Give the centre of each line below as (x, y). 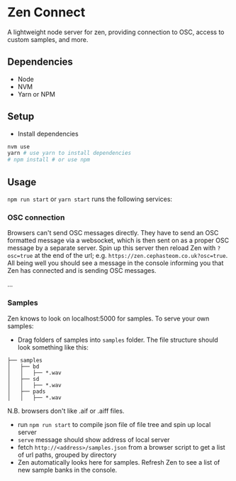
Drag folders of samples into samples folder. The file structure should (118, 340)
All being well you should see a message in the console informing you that (116, 263)
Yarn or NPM (36, 94)
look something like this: (53, 347)
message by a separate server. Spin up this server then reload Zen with (112, 248)
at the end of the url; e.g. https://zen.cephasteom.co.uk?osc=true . (131, 256)
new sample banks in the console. (67, 470)
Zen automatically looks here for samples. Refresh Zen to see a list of (119, 462)
